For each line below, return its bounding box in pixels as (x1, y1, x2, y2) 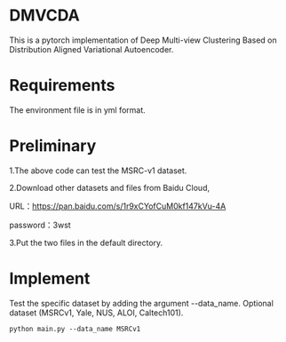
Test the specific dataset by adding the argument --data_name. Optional (9, 298, 274, 308)
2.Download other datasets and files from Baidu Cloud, (9, 182, 211, 193)
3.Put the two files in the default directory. (9, 237, 163, 248)
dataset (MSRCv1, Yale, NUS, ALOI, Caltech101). (9, 307, 184, 318)
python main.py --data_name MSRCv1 (9, 324, 141, 333)
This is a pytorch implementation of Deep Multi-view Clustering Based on (9, 35, 277, 45)
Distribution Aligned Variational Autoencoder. (9, 44, 174, 54)
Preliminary (9, 136, 97, 156)
